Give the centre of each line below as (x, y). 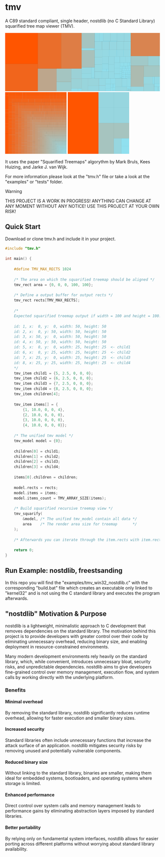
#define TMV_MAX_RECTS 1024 (42, 269)
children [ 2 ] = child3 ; (37, 462)
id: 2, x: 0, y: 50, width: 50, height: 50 (60, 332)
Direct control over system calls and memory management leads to (73, 806)
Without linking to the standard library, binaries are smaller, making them (78, 773)
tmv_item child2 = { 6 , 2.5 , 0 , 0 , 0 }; (54, 378)
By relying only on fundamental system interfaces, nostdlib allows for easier (82, 838)
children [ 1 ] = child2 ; (37, 456)
